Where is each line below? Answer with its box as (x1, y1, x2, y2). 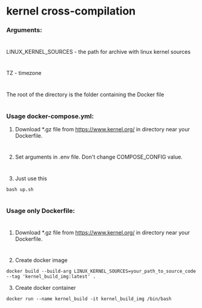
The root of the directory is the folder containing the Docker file (6, 91, 165, 98)
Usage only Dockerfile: (6, 206, 76, 215)
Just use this (15, 174, 47, 182)
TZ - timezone (6, 70, 42, 77)
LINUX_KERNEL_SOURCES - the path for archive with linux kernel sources (6, 48, 191, 56)
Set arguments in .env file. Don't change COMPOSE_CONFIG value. (15, 153, 183, 161)
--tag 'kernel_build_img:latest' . (6, 274, 96, 280)
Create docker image (15, 257, 68, 264)
